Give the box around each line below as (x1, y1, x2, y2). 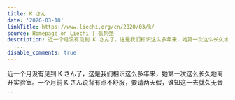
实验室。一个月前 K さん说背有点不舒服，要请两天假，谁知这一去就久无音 (13, 78, 224, 86)
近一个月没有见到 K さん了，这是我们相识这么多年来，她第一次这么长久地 (7, 69, 218, 78)
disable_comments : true (7, 50, 77, 57)
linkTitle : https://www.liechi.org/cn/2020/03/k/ (7, 23, 155, 30)
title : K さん (7, 10, 47, 17)
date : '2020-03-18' (7, 17, 64, 24)
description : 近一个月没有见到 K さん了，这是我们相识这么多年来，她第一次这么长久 (7, 36, 225, 43)
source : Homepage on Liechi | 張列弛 (7, 29, 114, 37)
